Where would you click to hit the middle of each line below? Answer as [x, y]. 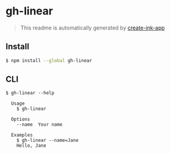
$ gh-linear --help [30, 93]
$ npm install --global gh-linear [49, 60]
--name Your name [39, 125]
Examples [22, 135]
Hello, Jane [31, 146]
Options [21, 119]
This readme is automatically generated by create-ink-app [92, 28]
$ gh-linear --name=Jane [48, 140]
